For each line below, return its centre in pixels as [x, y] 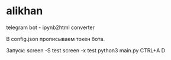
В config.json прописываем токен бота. [56, 39]
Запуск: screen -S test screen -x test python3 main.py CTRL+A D [86, 50]
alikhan [25, 11]
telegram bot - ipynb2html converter [50, 27]
